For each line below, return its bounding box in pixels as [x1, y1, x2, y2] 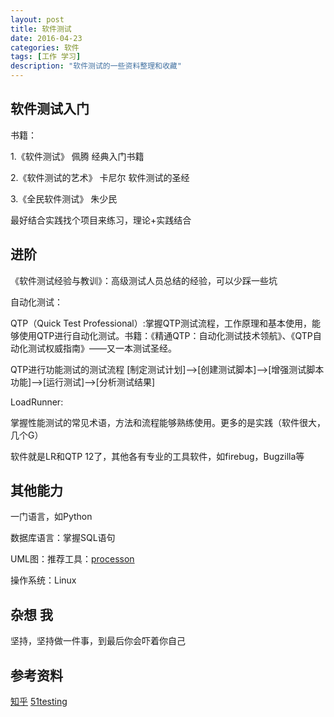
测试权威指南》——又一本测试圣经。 [27, 342, 177, 354]
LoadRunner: [10, 396, 64, 408]
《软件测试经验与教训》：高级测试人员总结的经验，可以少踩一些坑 [10, 274, 278, 286]
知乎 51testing [10, 696, 68, 708]
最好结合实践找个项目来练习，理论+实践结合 [10, 214, 192, 226]
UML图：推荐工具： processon [10, 553, 135, 565]
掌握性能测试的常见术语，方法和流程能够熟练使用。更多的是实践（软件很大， [10, 416, 326, 428]
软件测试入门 [10, 101, 90, 118]
